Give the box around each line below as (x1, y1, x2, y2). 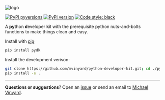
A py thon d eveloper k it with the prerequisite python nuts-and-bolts (5, 24, 141, 29)
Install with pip (5, 38, 34, 44)
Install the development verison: (5, 56, 70, 62)
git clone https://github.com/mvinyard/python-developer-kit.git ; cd (5, 66, 151, 71)
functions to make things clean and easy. (5, 29, 88, 34)
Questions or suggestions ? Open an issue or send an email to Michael (5, 84, 149, 90)
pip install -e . (5, 71, 41, 75)
